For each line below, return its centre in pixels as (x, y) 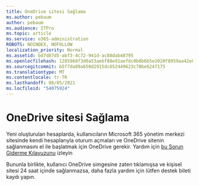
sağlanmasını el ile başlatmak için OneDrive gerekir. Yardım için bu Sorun (95, 146)
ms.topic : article (29, 34)
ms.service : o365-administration (47, 39)
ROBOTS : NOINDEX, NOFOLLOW (39, 45)
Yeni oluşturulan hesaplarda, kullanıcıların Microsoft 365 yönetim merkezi (95, 134)
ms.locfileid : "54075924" (38, 89)
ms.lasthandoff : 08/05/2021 (41, 83)
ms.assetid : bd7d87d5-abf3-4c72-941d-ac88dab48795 (70, 56)
